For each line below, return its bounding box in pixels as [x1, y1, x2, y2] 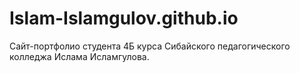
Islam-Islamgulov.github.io [9, 7, 239, 30]
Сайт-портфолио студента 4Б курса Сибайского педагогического [9, 40, 291, 52]
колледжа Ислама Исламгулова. [9, 50, 150, 62]
